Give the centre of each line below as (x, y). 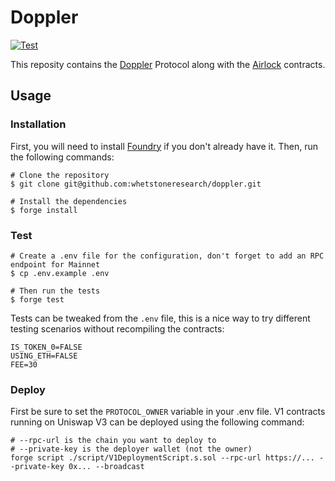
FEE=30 (24, 364)
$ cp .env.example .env (60, 273)
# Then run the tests (55, 291)
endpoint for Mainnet (55, 264)
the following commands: (62, 157)
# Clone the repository (60, 175)
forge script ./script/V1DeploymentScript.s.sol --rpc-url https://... (162, 458)
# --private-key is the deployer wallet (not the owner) (131, 449)
